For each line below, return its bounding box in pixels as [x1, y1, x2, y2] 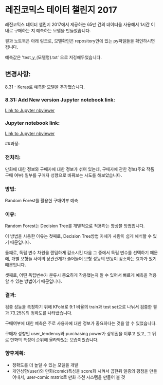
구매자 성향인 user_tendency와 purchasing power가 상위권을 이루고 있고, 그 [5, 330, 151, 336]
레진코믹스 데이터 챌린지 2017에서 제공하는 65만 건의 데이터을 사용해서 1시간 [5, 21, 150, 27]
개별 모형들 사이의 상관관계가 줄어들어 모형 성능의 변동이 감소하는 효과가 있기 [11, 256, 157, 262]
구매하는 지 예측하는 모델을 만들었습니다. [14, 27, 91, 33]
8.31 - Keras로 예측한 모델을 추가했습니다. [5, 84, 85, 90]
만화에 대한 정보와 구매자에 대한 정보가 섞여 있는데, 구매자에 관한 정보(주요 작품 [5, 166, 155, 172]
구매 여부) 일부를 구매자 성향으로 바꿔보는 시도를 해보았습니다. [5, 172, 123, 178]
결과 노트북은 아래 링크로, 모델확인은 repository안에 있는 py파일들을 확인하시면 [5, 38, 155, 44]
